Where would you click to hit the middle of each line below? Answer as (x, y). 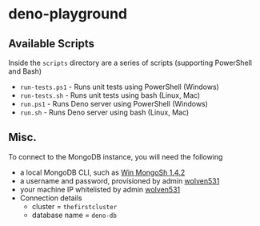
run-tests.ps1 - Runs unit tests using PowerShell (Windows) (120, 87)
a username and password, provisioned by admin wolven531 (120, 180)
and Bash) (25, 71)
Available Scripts (51, 44)
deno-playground (68, 14)
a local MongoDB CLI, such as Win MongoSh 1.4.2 (102, 172)
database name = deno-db (74, 215)
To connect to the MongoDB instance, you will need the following (116, 156)
